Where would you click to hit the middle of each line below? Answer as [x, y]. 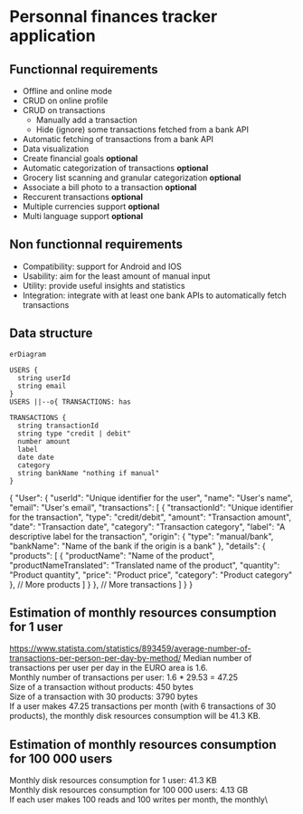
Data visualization [56, 148]
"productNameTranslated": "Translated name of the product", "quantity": [145, 565]
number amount [44, 441]
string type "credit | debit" [74, 433]
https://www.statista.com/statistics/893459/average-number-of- [130, 648]
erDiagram [28, 354]
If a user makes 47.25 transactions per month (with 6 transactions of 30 [143, 706]
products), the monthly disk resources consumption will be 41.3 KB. [135, 716]
